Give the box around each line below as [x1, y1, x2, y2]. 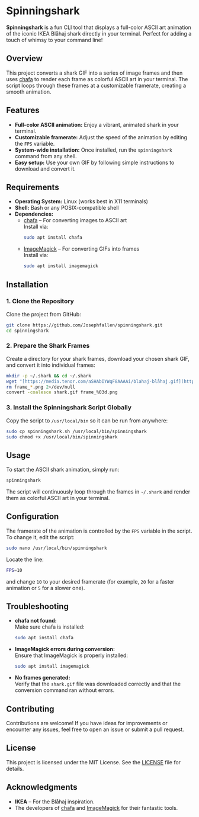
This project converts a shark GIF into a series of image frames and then [6, 69, 183, 76]
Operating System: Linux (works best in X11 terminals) [14, 198, 148, 205]
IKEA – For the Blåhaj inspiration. [14, 798, 95, 805]
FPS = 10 [6, 567, 23, 573]
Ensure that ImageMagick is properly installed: [14, 652, 129, 659]
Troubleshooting [6, 601, 69, 611]
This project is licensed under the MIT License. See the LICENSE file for [6, 758, 181, 765]
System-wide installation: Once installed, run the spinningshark [14, 146, 173, 153]
